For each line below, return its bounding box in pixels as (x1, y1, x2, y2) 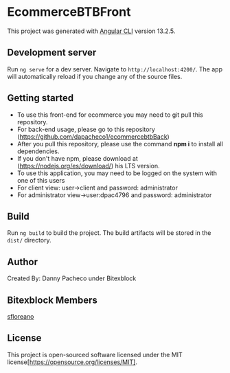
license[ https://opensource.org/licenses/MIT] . (7, 358, 137, 366)
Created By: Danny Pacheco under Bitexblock (7, 274, 137, 282)
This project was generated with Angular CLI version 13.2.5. (7, 27, 176, 35)
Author (7, 256, 38, 268)
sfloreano (7, 313, 34, 320)
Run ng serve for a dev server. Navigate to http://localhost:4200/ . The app (7, 65, 223, 73)
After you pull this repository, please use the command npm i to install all (16, 139, 223, 148)
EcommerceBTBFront (7, 4, 131, 20)
